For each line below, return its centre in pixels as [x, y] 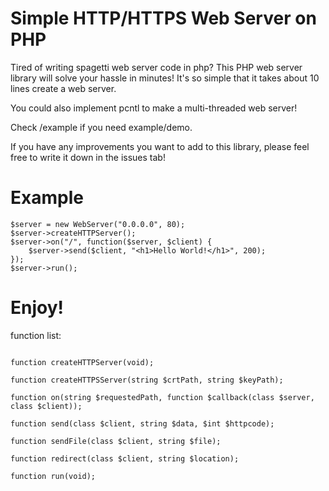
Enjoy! [37, 308]
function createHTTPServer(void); [82, 362]
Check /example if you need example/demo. [101, 127]
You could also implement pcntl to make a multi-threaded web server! [154, 108]
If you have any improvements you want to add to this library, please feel [160, 146]
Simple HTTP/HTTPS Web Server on [163, 18]
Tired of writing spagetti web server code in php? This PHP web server [156, 67]
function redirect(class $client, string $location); [125, 458]
